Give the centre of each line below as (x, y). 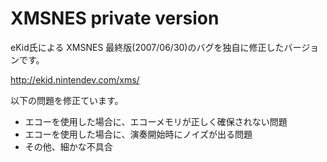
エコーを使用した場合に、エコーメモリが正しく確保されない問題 (156, 121)
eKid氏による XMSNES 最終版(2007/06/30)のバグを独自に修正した (147, 47)
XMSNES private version (115, 18)
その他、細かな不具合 (68, 146)
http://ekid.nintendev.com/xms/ (75, 79)
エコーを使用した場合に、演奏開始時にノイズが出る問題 (138, 134)
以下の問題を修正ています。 (67, 100)
